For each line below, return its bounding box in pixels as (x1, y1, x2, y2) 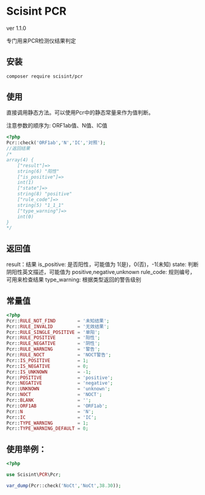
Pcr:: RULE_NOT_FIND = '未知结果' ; (6, 317, 110, 324)
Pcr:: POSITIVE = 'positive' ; (6, 374, 113, 381)
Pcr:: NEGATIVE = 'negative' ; (6, 380, 113, 386)
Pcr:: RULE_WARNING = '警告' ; (6, 346, 101, 352)
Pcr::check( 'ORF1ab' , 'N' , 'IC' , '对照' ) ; (6, 140, 106, 146)
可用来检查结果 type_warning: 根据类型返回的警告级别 (6, 276, 142, 283)
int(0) (17, 214, 34, 220)
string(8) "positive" (17, 191, 72, 197)
